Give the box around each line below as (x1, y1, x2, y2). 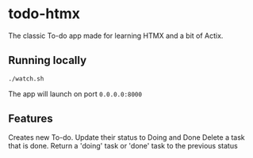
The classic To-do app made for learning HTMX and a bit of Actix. (8, 31, 224, 40)
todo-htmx (8, 5, 81, 23)
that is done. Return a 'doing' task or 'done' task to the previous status (8, 141, 238, 151)
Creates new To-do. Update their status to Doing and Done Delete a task (8, 133, 246, 142)
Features (8, 112, 53, 126)
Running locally (8, 54, 87, 67)
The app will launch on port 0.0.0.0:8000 (8, 88, 143, 99)
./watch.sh (8, 74, 44, 83)
